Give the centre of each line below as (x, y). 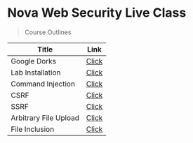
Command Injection (43, 84)
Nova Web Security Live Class (97, 13)
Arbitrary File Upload (45, 118)
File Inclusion (33, 129)
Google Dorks (34, 61)
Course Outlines (48, 32)
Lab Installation (36, 73)
